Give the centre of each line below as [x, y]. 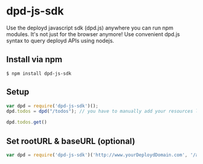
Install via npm [34, 59]
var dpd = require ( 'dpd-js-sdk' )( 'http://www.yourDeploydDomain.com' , [97, 155]
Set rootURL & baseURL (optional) [71, 141]
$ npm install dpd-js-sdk [39, 74]
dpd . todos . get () [27, 122]
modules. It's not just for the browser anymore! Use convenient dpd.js [93, 34]
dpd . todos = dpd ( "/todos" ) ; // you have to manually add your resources [100, 112]
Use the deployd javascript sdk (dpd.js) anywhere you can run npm [90, 28]
